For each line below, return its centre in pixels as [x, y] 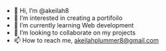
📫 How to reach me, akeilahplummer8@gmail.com [86, 40]
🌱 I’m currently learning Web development [74, 25]
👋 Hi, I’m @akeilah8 [41, 11]
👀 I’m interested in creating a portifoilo [68, 18]
